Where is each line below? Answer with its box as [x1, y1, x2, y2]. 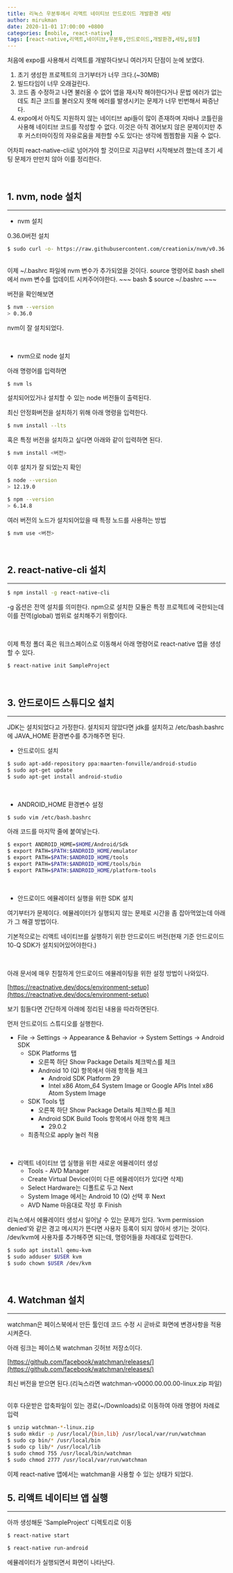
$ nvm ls [7, 380, 33, 388]
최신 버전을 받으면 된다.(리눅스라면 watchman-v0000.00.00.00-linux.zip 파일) [7, 1379, 223, 1388]
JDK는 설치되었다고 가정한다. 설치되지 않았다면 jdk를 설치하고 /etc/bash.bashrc [7, 723, 225, 731]
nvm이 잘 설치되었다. [7, 324, 64, 332]
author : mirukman [7, 17, 58, 24]
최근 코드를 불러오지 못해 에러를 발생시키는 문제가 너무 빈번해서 [30, 97, 201, 105]
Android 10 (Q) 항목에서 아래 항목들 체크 [37, 1066, 148, 1074]
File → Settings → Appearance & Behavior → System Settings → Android [17, 1033, 225, 1042]
